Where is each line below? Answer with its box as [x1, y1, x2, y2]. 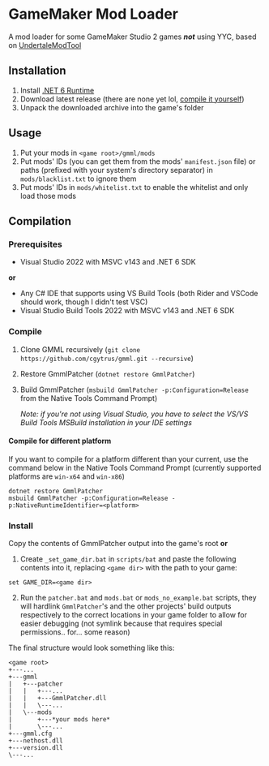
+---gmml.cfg [8, 729, 53, 738]
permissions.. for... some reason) [19, 627, 131, 637]
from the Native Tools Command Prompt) [19, 393, 158, 402]
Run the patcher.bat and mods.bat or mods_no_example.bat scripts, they [19, 593, 257, 603]
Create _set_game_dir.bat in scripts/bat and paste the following [19, 554, 237, 564]
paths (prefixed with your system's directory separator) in [19, 165, 213, 174]
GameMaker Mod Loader [8, 5, 178, 24]
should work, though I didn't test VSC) [19, 297, 148, 307]
